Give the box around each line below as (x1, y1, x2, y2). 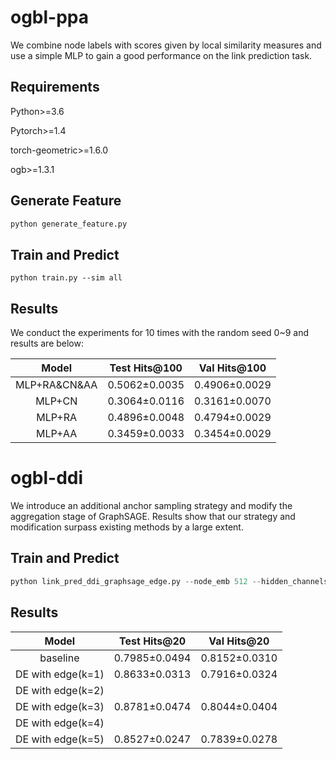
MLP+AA (36, 427, 78, 441)
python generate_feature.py (10, 219, 128, 229)
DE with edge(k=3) (15, 699, 105, 713)
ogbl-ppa (10, 6, 90, 29)
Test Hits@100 (109, 361, 183, 375)
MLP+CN (35, 394, 78, 408)
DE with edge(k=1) (15, 667, 105, 681)
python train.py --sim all (10, 273, 123, 283)
